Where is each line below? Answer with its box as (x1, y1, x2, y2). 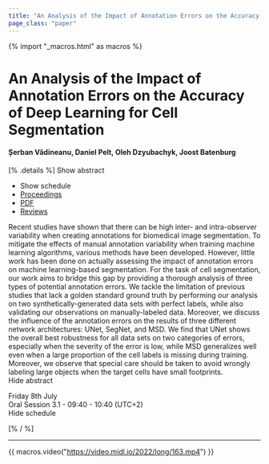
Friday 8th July (8, 391, 58, 401)
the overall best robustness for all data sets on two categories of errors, (8, 332, 245, 342)
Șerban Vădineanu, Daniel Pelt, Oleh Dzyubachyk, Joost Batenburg (8, 148, 236, 157)
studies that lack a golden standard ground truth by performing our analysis (8, 290, 258, 299)
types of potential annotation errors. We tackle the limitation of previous (8, 282, 246, 291)
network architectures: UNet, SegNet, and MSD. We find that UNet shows (8, 324, 251, 334)
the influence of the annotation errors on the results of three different (8, 315, 237, 325)
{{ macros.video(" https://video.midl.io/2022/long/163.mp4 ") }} (8, 446, 215, 456)
